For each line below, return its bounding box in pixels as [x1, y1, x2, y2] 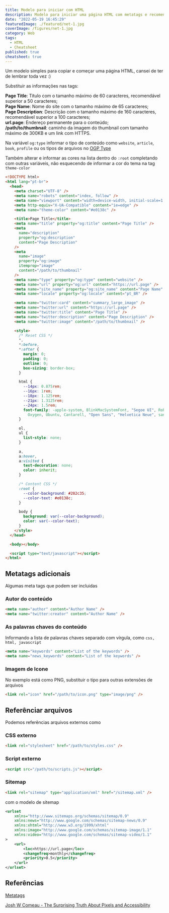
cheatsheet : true [5, 54, 42, 59]
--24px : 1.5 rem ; [23, 403, 57, 408]
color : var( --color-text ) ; [23, 519, 80, 524]
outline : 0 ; [23, 361, 49, 366]
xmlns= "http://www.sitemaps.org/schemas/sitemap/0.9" [14, 813, 129, 818]
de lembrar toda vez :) [5, 73, 51, 80]
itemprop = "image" [18, 263, 55, 268]
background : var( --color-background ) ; [23, 514, 105, 519]
